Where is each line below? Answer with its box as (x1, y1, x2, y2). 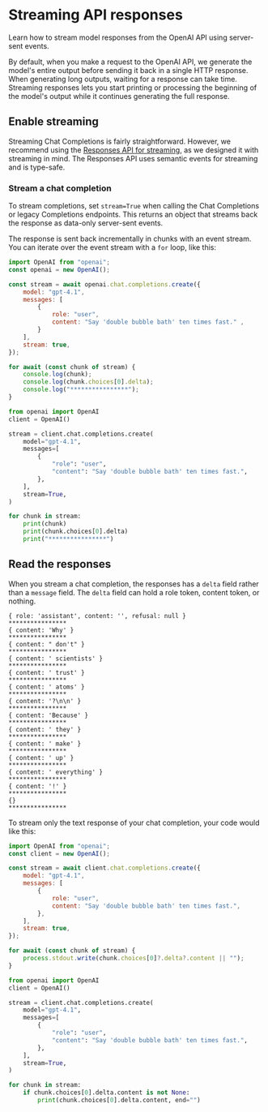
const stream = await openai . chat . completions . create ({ (8, 280, 201, 289)
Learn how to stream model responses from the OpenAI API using (8, 32, 228, 42)
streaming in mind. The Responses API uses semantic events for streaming (8, 153, 258, 163)
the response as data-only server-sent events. (8, 218, 164, 228)
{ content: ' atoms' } (8, 683, 85, 691)
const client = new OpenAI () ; (8, 849, 111, 857)
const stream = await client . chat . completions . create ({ (8, 864, 201, 873)
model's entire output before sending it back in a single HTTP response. (8, 65, 249, 75)
